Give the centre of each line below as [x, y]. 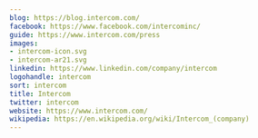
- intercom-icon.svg [49, 52]
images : [24, 43]
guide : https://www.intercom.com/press [85, 34]
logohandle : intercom [50, 77]
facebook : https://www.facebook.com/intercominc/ [105, 26]
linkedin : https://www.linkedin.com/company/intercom [114, 69]
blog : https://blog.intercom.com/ [75, 18]
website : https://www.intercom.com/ [79, 111]
